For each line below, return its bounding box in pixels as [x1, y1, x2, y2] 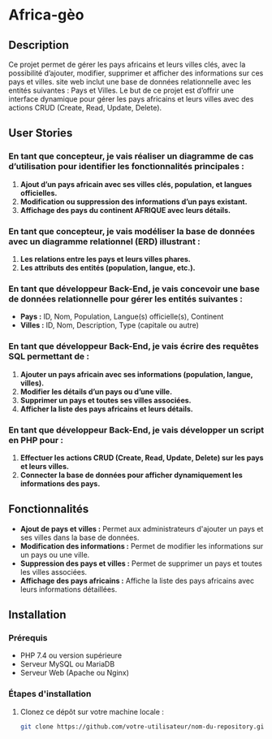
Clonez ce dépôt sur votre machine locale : [19, 706, 165, 716]
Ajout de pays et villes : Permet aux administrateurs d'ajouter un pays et [19, 524, 264, 533]
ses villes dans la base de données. [19, 533, 140, 542]
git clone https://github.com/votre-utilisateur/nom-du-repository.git [19, 722, 268, 731]
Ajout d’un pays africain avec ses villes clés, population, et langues [19, 179, 253, 189]
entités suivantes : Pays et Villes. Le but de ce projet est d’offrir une [8, 85, 234, 95]
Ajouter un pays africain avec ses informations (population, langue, [19, 369, 253, 379]
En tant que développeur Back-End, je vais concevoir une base [8, 283, 260, 294]
